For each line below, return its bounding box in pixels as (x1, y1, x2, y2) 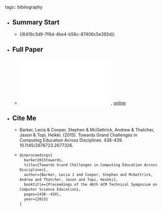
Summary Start (12, 18, 60, 26)
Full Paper (12, 45, 43, 54)
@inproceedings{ (19, 153, 53, 158)
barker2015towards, (23, 158, 63, 163)
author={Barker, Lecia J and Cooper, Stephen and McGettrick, (23, 172, 153, 177)
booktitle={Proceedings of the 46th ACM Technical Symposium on (23, 182, 158, 187)
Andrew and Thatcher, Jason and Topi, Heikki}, (19, 177, 118, 182)
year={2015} (23, 197, 48, 202)
